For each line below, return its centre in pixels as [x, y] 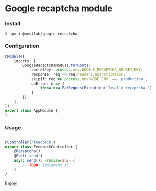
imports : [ [25, 61]
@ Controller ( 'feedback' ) [30, 142]
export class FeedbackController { [41, 147]
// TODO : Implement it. [47, 165]
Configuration [22, 46]
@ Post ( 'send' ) [28, 156]
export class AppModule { [31, 111]
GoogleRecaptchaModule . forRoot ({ [57, 65]
